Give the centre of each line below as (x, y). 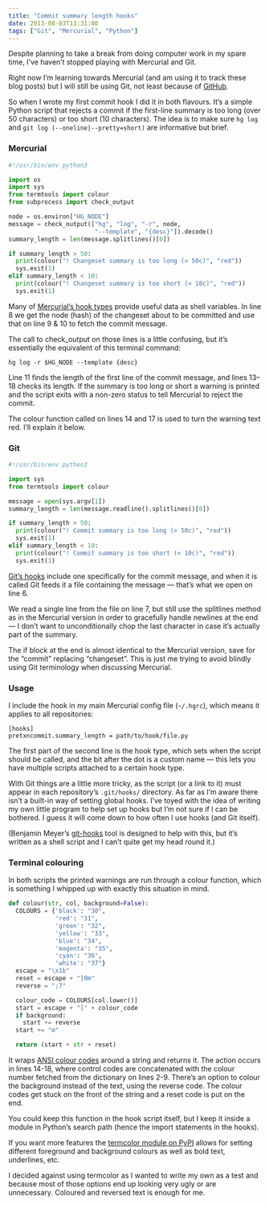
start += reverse (52, 1023)
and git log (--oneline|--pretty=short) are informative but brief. (118, 128)
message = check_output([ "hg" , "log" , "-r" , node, (95, 224)
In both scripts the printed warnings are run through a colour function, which (135, 880)
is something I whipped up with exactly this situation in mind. (109, 889)
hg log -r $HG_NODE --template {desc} (73, 362)
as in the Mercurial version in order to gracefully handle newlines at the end (133, 617)
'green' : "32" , (80, 926)
